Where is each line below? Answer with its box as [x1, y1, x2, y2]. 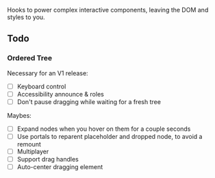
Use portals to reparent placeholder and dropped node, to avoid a [16, 132, 203, 140]
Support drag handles [16, 155, 79, 164]
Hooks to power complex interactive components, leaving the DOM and [7, 6, 209, 14]
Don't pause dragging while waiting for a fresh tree [16, 97, 161, 105]
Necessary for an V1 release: [7, 68, 88, 77]
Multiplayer [16, 147, 49, 155]
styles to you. [7, 13, 46, 21]
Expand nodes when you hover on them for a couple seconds [16, 125, 191, 133]
